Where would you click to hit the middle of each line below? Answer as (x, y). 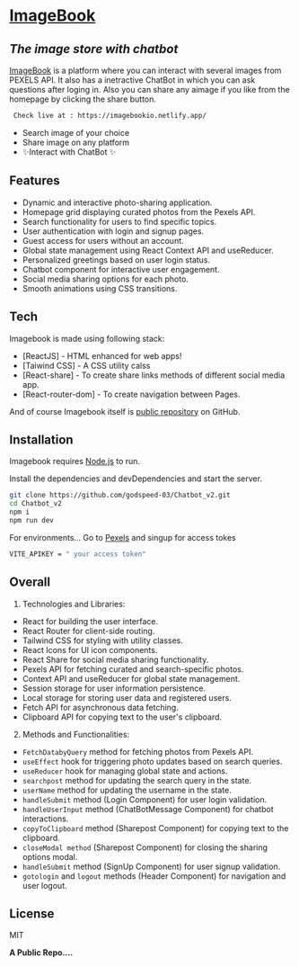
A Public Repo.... (41, 953)
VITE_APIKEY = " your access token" (78, 554)
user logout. (44, 885)
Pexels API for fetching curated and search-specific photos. (133, 669)
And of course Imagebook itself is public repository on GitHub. (125, 411)
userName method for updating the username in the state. (127, 790)
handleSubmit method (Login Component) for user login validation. (145, 799)
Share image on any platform (76, 142)
